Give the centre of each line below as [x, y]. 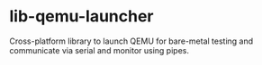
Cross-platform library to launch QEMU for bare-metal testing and [131, 41]
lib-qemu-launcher [82, 16]
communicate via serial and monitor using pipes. [99, 50]
